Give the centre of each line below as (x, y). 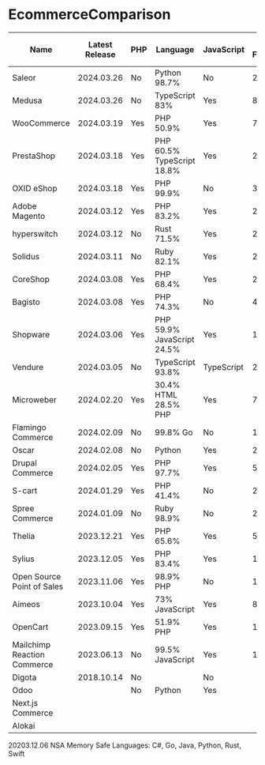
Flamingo (30, 427)
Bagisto (26, 302)
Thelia (24, 536)
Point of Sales (38, 586)
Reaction (28, 654)
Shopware (31, 334)
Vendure (28, 367)
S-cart (25, 490)
